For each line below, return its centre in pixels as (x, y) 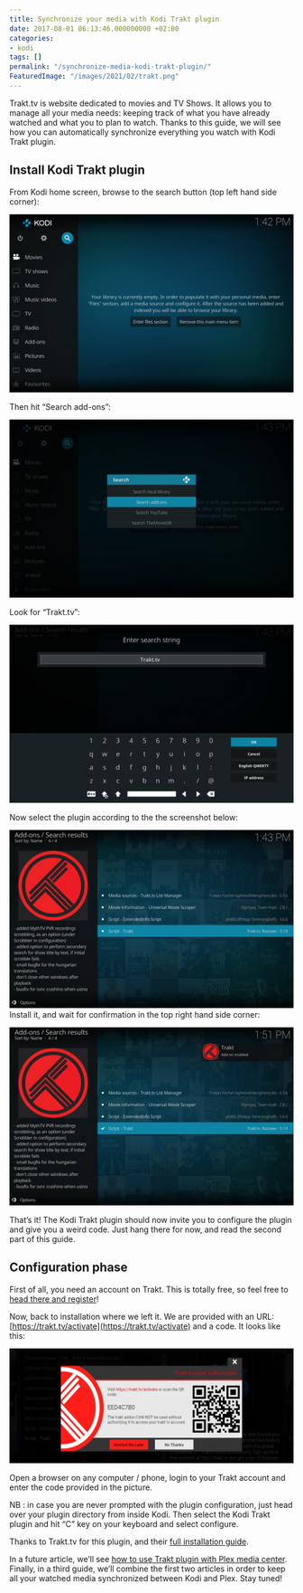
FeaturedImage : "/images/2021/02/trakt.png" (94, 77)
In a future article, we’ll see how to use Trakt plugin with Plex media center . (148, 1559)
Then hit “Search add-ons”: (60, 406)
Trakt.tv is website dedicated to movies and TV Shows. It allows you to (141, 103)
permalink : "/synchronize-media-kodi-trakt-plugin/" (110, 67)
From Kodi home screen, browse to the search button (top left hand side (143, 192)
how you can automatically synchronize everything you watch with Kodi (142, 132)
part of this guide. (42, 1238)
